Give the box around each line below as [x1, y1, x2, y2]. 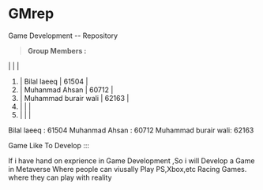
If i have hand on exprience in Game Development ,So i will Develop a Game [8, 155, 255, 166]
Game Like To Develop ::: [8, 140, 89, 150]
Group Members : [27, 46, 87, 55]
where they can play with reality [8, 173, 112, 182]
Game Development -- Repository [8, 31, 118, 40]
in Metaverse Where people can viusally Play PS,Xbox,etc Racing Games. [8, 164, 247, 173]
